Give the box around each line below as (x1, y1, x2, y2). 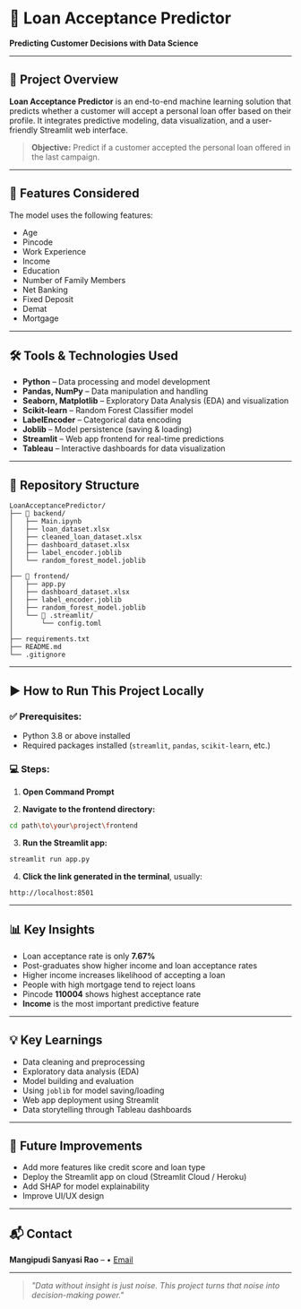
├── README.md (9, 643, 63, 652)
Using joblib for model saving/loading (21, 1085, 165, 1096)
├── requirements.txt (9, 635, 90, 644)
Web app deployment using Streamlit (21, 1094, 159, 1105)
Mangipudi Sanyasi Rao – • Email (9, 1254, 133, 1265)
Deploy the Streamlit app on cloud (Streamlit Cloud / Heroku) (21, 1172, 247, 1183)
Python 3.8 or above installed (21, 730, 131, 741)
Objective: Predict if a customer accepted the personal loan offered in (30, 142, 291, 152)
